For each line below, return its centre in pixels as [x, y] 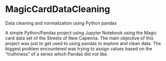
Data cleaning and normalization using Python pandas [61, 23]
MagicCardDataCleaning [58, 9]
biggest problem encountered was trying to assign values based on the [79, 48]
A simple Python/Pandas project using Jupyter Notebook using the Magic [81, 32]
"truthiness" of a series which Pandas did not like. [57, 54]
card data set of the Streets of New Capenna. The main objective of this [79, 38]
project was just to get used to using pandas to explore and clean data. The [83, 43]
